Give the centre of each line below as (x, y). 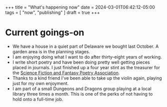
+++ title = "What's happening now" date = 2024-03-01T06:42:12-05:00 (80, 7)
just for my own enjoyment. (40, 83)
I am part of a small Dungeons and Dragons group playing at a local (82, 89)
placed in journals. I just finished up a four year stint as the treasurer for (86, 67)
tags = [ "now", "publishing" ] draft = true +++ (52, 12)
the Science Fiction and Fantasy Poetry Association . (66, 73)
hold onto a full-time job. (38, 99)
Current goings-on (45, 33)
